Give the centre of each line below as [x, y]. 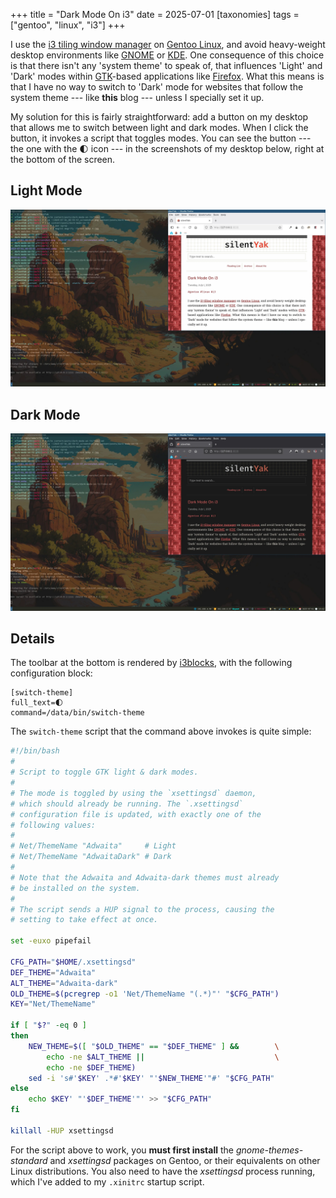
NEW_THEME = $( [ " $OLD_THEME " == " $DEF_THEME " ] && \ [154, 1046]
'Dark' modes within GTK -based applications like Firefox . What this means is [167, 76]
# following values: [53, 825]
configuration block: [51, 673]
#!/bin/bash [35, 751]
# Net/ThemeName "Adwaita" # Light [93, 846]
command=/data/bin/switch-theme [77, 713]
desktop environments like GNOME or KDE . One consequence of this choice [167, 55]
